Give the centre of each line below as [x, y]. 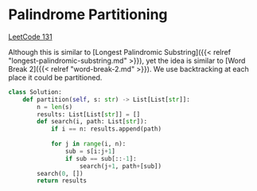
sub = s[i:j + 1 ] [90, 151]
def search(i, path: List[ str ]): [92, 122]
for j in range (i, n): [88, 144]
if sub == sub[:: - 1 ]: [101, 158]
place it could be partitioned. [55, 77]
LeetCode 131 [31, 37]
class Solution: [35, 92]
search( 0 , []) [60, 173]
